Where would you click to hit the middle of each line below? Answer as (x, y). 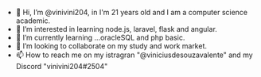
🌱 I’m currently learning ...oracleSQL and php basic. (100, 37)
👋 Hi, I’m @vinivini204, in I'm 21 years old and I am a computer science (132, 12)
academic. (33, 21)
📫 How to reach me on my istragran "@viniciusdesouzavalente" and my (134, 55)
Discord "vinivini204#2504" (62, 66)
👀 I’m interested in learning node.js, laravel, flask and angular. (116, 29)
